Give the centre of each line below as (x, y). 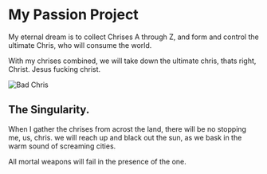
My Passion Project (74, 15)
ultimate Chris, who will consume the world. (80, 45)
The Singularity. (49, 110)
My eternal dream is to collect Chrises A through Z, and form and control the (133, 37)
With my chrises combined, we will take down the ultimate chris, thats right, (132, 61)
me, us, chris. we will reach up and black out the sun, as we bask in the (125, 137)
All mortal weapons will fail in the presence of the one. (97, 161)
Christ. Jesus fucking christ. (55, 69)
